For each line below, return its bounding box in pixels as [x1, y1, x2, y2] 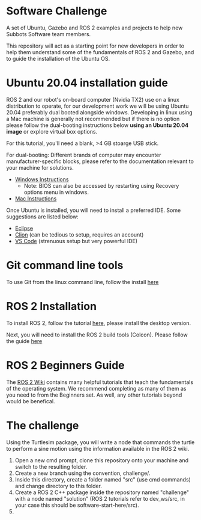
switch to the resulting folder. [14, 463, 88, 470]
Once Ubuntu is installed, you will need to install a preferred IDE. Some [6, 206, 181, 214]
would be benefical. [6, 397, 55, 404]
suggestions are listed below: [6, 212, 79, 220]
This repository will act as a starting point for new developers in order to [6, 42, 185, 49]
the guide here [6, 337, 43, 344]
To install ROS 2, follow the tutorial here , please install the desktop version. [6, 319, 191, 326]
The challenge [6, 418, 79, 432]
